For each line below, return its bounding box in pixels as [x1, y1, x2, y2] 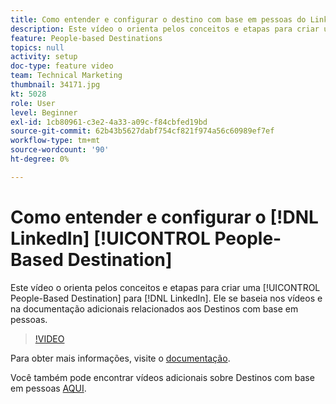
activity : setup [10, 52, 78, 62]
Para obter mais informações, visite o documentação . [10, 352, 231, 364]
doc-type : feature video [10, 61, 114, 71]
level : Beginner [10, 107, 78, 118]
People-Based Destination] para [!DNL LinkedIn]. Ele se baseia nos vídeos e [10, 292, 323, 304]
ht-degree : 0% [10, 154, 70, 164]
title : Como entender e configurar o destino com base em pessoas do [10, 14, 307, 25]
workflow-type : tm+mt [10, 136, 101, 146]
